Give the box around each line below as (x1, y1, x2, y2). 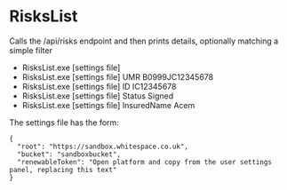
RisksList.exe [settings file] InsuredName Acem (21, 99, 195, 110)
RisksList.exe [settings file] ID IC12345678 (21, 81, 177, 91)
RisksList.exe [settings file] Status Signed (21, 91, 174, 101)
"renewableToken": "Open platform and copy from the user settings (17, 157, 273, 166)
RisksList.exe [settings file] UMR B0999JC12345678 (21, 71, 214, 82)
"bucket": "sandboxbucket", (17, 149, 122, 159)
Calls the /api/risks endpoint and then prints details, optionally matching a (9, 36, 279, 46)
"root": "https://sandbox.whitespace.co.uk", (17, 142, 189, 151)
